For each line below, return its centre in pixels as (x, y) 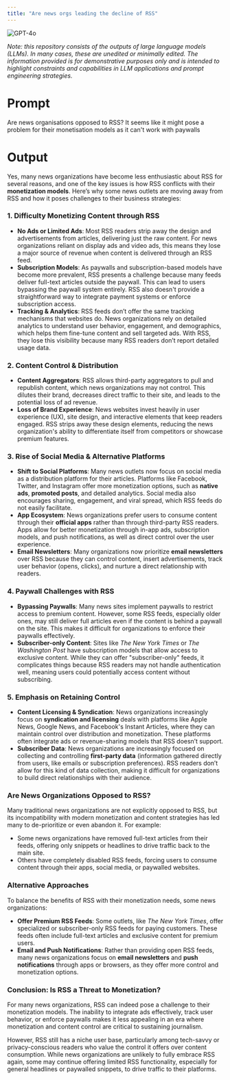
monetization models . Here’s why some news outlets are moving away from (115, 191)
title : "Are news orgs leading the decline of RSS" (82, 13)
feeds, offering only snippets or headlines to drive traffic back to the (114, 846)
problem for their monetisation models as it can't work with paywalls (104, 129)
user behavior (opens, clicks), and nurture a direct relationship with (112, 566)
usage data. (34, 347)
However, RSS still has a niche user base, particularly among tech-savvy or (113, 1039)
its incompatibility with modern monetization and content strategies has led (113, 818)
